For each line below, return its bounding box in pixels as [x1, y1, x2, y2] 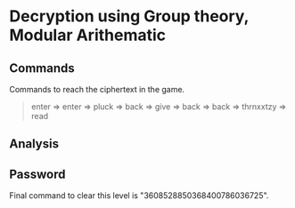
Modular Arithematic [9, 25, 167, 45]
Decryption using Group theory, [9, 6, 250, 27]
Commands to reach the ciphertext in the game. [9, 84, 185, 94]
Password [9, 166, 66, 181]
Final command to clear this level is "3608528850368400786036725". [9, 190, 269, 201]
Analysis [9, 136, 60, 152]
